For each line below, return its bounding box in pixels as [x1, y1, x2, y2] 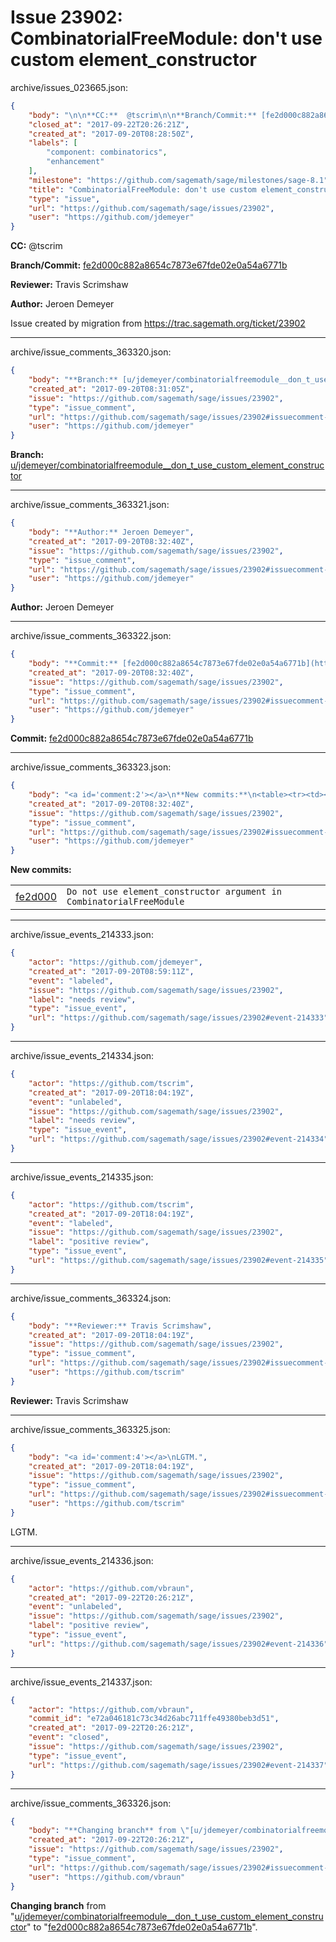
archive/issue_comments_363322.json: [10, 630, 172, 642]
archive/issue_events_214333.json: [10, 929, 154, 941]
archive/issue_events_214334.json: [10, 1050, 155, 1062]
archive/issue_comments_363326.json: [10, 1797, 172, 1809]
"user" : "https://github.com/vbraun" [28, 1872, 186, 1882]
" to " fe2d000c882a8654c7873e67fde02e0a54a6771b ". [26, 1921, 258, 1933]
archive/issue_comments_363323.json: [10, 761, 172, 773]
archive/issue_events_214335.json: [10, 1171, 154, 1183]
